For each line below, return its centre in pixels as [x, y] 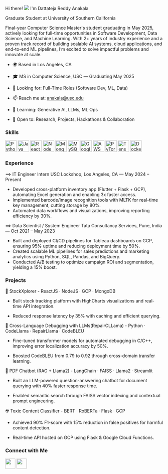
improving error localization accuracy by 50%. [60, 346]
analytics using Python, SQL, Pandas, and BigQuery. [66, 256]
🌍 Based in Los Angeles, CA [42, 64]
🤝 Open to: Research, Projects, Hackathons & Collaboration [73, 119]
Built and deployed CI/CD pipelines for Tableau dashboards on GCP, [83, 240]
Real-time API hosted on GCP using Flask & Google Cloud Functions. [83, 437]
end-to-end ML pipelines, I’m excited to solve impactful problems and [77, 49]
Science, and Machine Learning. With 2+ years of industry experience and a [84, 38]
